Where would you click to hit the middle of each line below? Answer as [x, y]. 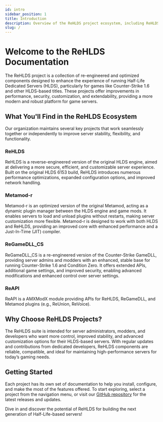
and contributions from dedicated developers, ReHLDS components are [76, 347]
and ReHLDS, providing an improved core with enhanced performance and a [81, 226]
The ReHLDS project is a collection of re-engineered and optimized [72, 75]
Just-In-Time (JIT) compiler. [33, 232]
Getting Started [29, 372]
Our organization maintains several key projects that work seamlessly [74, 128]
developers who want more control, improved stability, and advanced [74, 336]
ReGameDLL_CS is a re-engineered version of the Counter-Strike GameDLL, [81, 255]
